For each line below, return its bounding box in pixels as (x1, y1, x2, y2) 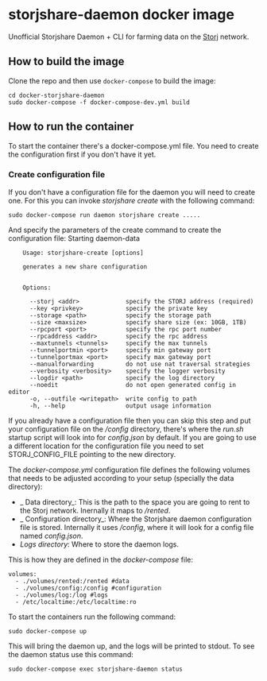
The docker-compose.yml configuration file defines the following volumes (8, 465, 250, 474)
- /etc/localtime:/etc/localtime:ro (15, 598, 137, 606)
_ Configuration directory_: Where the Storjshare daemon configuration (19, 514, 252, 524)
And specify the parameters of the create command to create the (8, 225, 222, 234)
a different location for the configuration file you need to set (8, 441, 204, 451)
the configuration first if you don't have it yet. (8, 149, 157, 159)
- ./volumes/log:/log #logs (15, 590, 109, 599)
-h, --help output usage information (29, 401, 212, 410)
